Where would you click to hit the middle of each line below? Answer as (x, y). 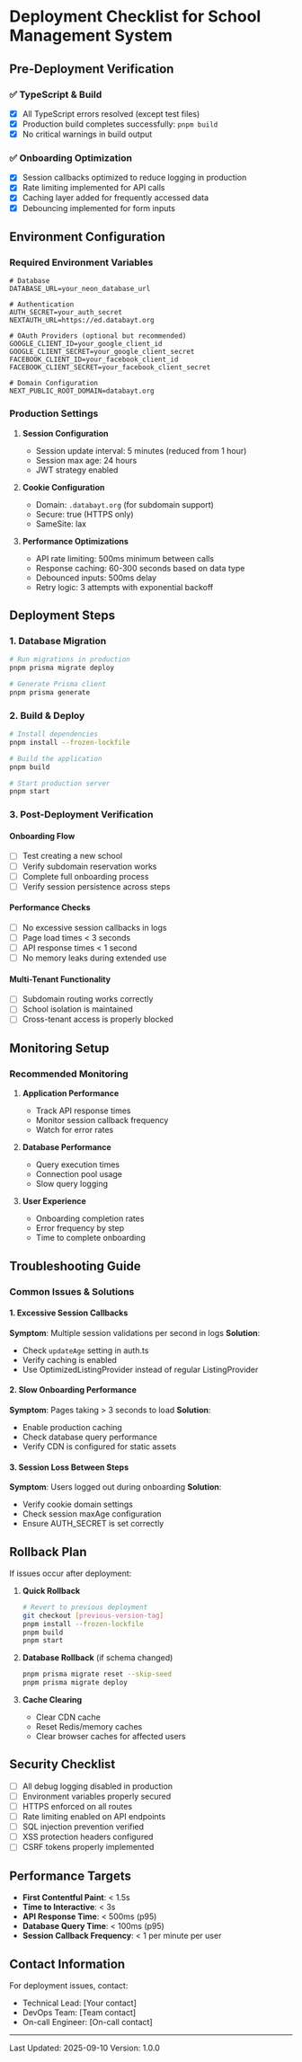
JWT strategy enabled (77, 470)
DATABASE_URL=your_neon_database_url (80, 289)
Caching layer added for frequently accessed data (115, 198)
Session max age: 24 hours (86, 460)
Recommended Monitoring (69, 1074)
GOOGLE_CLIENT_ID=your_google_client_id (86, 344)
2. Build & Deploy (47, 715)
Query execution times (78, 1164)
